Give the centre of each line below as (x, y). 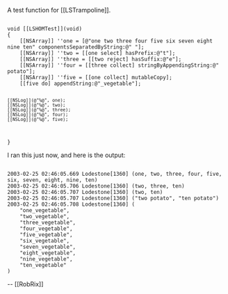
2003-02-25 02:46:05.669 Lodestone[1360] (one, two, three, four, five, (115, 174)
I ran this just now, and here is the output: (66, 155)
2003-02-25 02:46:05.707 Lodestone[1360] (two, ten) (85, 192)
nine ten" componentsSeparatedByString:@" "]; (76, 47)
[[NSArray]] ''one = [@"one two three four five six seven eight (116, 41)
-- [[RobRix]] (25, 284)
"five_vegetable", (46, 235)
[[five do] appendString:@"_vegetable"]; (80, 83)
